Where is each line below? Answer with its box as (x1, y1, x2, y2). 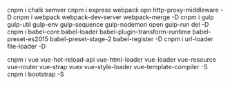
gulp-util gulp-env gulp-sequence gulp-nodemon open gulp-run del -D (7, 21, 209, 28)
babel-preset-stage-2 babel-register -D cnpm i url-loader (49, 35, 213, 43)
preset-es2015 (7, 35, 48, 43)
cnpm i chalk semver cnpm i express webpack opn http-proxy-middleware (7, 6, 219, 14)
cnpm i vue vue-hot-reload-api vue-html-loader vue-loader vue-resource (7, 56, 216, 64)
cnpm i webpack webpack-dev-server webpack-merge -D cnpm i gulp (13, 13, 214, 21)
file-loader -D (7, 42, 46, 50)
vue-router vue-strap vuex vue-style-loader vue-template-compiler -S (7, 63, 209, 71)
